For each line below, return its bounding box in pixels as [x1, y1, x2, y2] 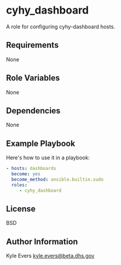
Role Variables [6, 73, 60, 83]
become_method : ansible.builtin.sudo [11, 176, 104, 182]
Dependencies [6, 106, 60, 116]
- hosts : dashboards [6, 166, 57, 172]
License [6, 204, 36, 214]
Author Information [6, 237, 78, 247]
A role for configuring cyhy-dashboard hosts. [6, 23, 116, 30]
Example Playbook [6, 138, 75, 148]
